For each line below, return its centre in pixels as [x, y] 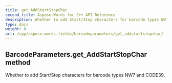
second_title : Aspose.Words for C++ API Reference [60, 15]
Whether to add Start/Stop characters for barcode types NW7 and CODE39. [85, 75]
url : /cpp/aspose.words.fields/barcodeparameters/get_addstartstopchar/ [84, 34]
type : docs [17, 24]
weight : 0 [16, 29]
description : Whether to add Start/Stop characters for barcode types [82, 19]
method [18, 63]
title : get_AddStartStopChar [36, 10]
